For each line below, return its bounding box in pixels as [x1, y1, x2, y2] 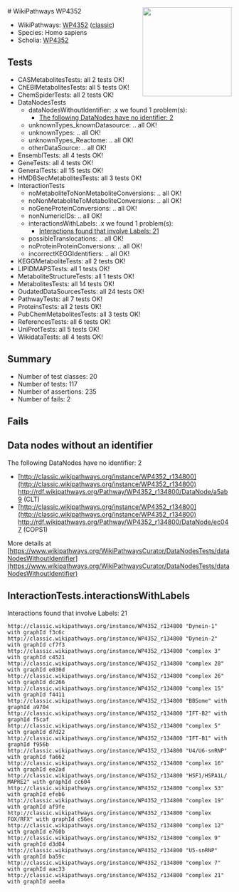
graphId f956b [7, 740, 50, 748]
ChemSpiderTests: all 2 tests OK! [17, 90, 115, 99]
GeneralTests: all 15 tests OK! [17, 166, 104, 174]
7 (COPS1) [17, 525, 48, 533]
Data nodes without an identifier [7, 439, 154, 451]
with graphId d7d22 [7, 728, 65, 735]
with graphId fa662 [7, 753, 65, 760]
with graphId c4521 [7, 654, 65, 661]
